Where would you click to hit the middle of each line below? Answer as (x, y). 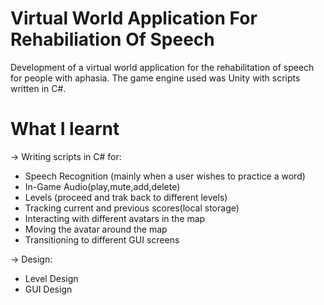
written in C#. (38, 88)
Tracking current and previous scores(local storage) (132, 208)
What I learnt (65, 129)
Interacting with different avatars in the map (115, 218)
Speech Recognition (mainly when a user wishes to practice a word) (165, 176)
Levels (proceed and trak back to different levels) (126, 197)
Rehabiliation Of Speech (112, 39)
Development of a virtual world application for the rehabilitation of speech (162, 67)
